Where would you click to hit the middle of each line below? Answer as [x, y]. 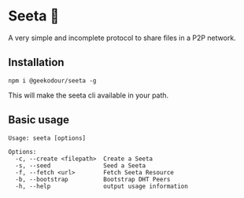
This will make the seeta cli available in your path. [89, 95]
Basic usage [39, 120]
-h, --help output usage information [102, 186]
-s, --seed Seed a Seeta [81, 165]
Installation [36, 62]
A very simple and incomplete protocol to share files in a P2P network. [122, 38]
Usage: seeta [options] [47, 138]
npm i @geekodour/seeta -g [52, 81]
